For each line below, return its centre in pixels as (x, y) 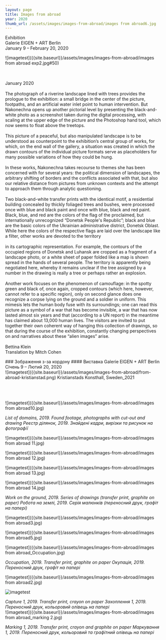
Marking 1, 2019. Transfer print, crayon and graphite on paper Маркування (82, 627)
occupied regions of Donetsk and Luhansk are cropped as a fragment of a (81, 252)
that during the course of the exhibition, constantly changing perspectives (81, 331)
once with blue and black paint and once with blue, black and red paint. (78, 210)
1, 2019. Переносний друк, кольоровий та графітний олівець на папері (80, 633)
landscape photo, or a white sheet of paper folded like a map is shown (77, 257)
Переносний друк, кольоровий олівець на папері (57, 607)
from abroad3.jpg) (24, 523)
